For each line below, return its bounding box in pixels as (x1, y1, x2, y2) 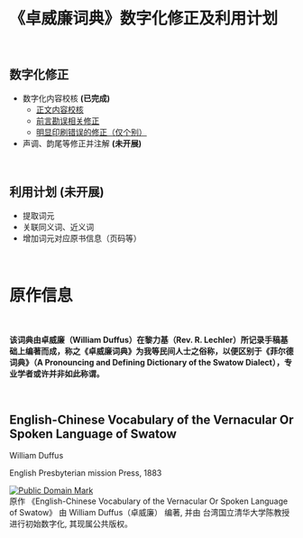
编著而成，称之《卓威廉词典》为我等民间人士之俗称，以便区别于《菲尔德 (24, 345, 294, 357)
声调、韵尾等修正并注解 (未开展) (22, 137, 142, 149)
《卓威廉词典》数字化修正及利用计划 (9, 8, 279, 29)
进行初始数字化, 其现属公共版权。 (9, 518, 133, 529)
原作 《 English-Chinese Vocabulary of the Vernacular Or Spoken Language (9, 496, 289, 506)
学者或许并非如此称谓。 (16, 367, 105, 379)
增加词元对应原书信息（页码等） (22, 232, 142, 244)
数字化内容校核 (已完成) (22, 92, 111, 104)
